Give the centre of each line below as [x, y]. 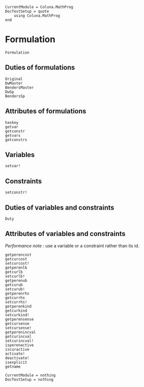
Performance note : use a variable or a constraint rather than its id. [72, 245]
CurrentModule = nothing [30, 375]
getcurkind [16, 311]
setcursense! [18, 328]
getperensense [20, 319]
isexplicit [16, 362]
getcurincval [18, 336]
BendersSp [15, 96]
